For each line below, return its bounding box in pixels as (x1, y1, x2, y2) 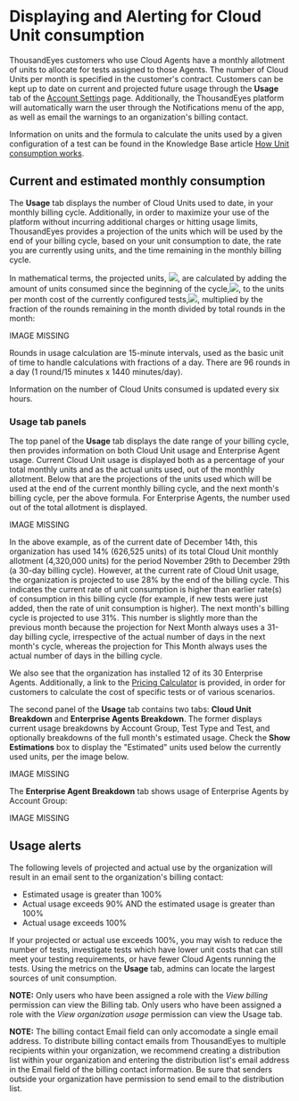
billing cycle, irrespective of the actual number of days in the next (25, 632, 266, 642)
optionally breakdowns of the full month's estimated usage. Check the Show (9, 733, 291, 743)
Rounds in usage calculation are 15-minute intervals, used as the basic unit (9, 347, 284, 358)
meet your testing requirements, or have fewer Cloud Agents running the (9, 953, 277, 964)
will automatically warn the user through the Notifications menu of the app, (9, 102, 285, 112)
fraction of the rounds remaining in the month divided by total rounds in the (9, 303, 286, 314)
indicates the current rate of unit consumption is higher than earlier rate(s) (9, 584, 283, 595)
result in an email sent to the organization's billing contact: (9, 872, 224, 882)
